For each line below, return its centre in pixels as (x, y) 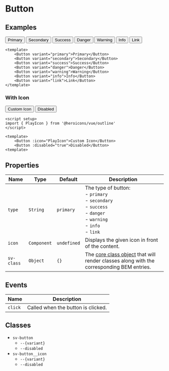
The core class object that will (120, 254)
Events (16, 285)
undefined (69, 243)
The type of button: (108, 188)
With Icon (17, 98)
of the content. (102, 246)
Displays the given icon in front (121, 240)
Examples (21, 27)
